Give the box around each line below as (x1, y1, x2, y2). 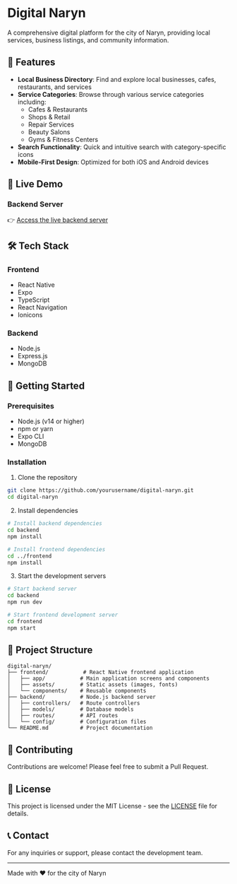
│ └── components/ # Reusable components (7, 688, 147, 695)
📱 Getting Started (7, 379, 85, 391)
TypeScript (17, 295, 50, 305)
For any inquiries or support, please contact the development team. (7, 848, 203, 856)
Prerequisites (7, 401, 54, 411)
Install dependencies (17, 507, 79, 515)
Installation (7, 457, 47, 467)
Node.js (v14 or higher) (17, 417, 85, 425)
